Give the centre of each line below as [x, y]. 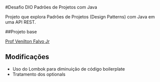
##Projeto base [21, 32]
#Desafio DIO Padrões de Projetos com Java [51, 7]
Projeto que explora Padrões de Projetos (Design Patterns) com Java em [80, 17]
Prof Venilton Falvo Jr [28, 41]
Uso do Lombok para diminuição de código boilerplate [69, 69]
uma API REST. [21, 22]
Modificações [27, 57]
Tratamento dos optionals [39, 74]
